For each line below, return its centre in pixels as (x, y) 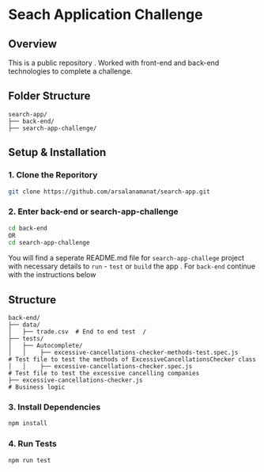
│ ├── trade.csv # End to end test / (77, 332)
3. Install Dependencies (55, 407)
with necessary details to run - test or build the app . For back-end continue (132, 266)
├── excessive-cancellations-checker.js (76, 381)
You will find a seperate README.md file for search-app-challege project (126, 258)
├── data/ (25, 325)
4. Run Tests (32, 443)
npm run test (30, 460)
